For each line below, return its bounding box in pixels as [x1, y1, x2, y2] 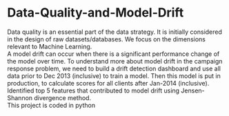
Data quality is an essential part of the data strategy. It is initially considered [7, 28, 223, 36]
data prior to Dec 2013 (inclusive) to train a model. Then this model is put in [7, 71, 221, 80]
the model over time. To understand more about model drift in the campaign [7, 57, 223, 65]
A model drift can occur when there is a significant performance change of [7, 50, 220, 58]
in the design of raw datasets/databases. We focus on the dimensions [7, 35, 206, 43]
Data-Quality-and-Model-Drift [7, 5, 184, 21]
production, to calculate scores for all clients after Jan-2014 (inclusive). [7, 79, 210, 87]
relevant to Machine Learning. [7, 42, 92, 50]
